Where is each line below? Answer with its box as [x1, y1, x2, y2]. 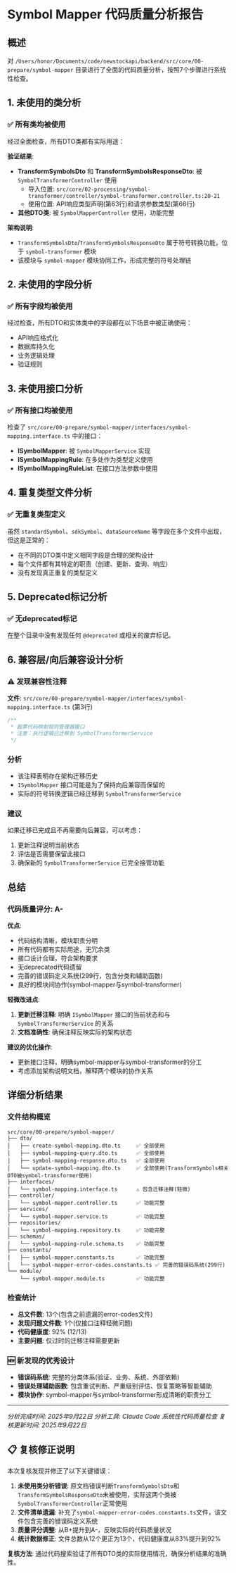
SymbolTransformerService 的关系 [17, 1019, 114, 1027]
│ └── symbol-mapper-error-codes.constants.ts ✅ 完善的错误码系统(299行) [7, 1261, 226, 1268]
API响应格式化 [17, 334, 59, 342]
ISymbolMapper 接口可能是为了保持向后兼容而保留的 [17, 780, 165, 789]
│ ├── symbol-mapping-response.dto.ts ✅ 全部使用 [7, 1157, 165, 1164]
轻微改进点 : [7, 995, 41, 1003]
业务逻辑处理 [17, 351, 55, 360]
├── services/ [7, 1205, 49, 1212]
